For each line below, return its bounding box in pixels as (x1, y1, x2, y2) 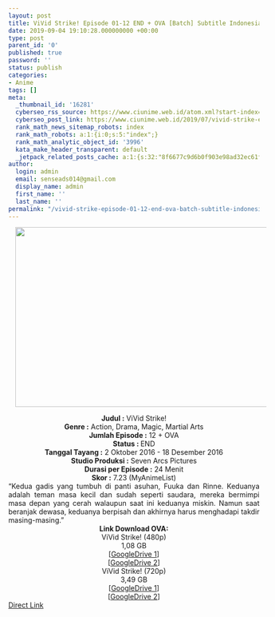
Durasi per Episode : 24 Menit (84, 464, 184, 474)
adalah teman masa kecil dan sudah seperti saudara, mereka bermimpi (8, 490, 260, 500)
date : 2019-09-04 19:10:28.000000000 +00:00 (8, 26, 159, 34)
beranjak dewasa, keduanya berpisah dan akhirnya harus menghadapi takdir (8, 507, 260, 516)
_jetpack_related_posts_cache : (15, 153, 120, 161)
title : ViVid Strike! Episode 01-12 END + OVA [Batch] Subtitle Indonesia (8, 19, 262, 27)
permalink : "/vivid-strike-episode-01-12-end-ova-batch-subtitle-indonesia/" (8, 205, 273, 213)
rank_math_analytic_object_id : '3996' (15, 137, 145, 146)
